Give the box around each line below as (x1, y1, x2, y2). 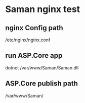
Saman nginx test (5, 4, 80, 15)
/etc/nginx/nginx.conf (5, 37, 51, 43)
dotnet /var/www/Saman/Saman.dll (5, 64, 79, 71)
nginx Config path (5, 24, 63, 32)
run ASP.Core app (5, 51, 63, 60)
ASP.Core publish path (5, 79, 78, 88)
